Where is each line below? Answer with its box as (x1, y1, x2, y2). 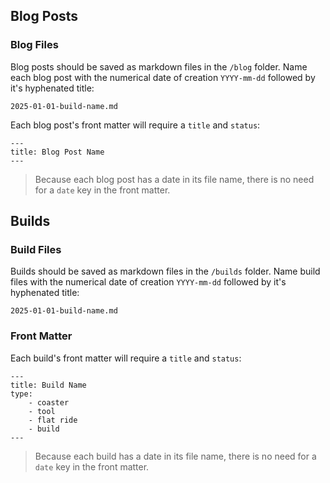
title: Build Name (10, 380, 87, 390)
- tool (28, 406, 56, 416)
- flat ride (28, 415, 78, 425)
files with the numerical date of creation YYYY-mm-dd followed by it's (10, 276, 287, 288)
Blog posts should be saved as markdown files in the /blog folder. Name (10, 60, 308, 73)
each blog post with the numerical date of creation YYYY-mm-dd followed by (10, 71, 316, 83)
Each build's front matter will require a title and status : (10, 352, 242, 364)
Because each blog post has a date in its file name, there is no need (34, 173, 315, 185)
